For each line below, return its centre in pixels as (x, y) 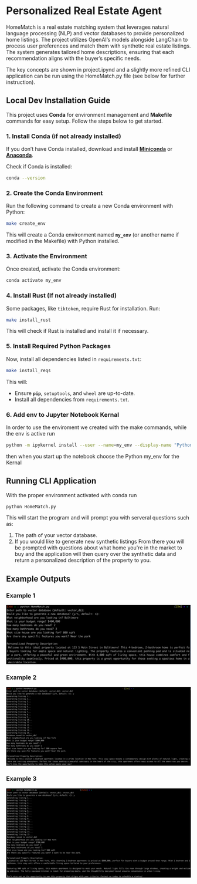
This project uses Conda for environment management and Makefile (89, 114)
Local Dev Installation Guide (58, 101)
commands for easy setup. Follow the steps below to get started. (84, 121)
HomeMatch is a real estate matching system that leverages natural (87, 27)
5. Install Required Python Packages (59, 346)
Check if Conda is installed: (39, 167)
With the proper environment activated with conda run (72, 495)
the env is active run (31, 433)
